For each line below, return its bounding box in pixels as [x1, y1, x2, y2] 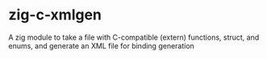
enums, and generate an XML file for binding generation [8, 40, 195, 50]
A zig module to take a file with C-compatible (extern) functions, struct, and [8, 32, 260, 42]
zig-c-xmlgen [8, 6, 102, 24]
